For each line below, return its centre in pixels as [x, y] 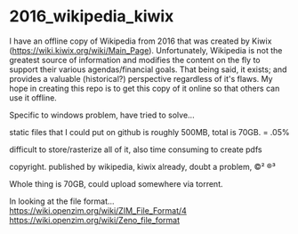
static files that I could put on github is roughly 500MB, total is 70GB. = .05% [149, 132]
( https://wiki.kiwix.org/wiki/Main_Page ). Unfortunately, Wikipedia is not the [146, 50]
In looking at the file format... [62, 201]
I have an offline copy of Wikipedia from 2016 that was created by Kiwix [141, 41]
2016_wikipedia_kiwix [92, 16]
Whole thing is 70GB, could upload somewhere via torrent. [117, 183]
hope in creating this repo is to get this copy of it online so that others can [145, 88]
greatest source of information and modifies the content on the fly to [135, 60]
